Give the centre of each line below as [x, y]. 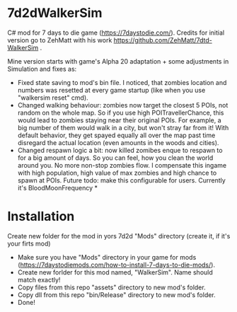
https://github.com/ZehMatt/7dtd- [163, 40]
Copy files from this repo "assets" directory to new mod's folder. [112, 287]
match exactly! [39, 279]
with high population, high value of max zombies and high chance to [117, 173]
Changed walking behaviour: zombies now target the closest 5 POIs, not [123, 105]
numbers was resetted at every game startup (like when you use [111, 90]
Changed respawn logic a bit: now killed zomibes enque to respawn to [120, 150]
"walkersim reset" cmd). [53, 98]
